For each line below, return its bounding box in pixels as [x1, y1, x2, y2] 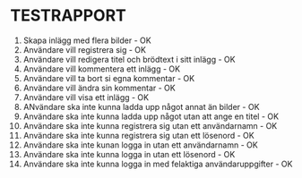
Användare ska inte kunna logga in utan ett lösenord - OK [22, 148, 236, 159]
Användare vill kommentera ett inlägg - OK [22, 64, 181, 74]
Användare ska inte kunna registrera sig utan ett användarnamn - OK [22, 120, 278, 131]
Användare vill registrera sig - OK [22, 44, 147, 55]
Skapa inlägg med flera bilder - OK [22, 35, 151, 46]
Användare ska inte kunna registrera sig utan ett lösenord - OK [22, 130, 255, 140]
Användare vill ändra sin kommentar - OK [22, 82, 176, 93]
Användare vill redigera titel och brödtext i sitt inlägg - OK [22, 54, 236, 64]
